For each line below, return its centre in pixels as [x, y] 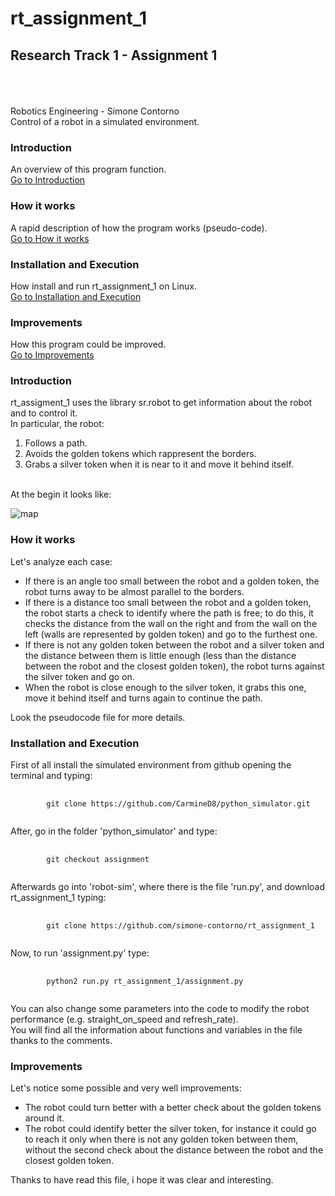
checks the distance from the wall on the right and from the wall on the [171, 623]
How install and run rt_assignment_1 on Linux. [103, 286]
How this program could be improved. [88, 344]
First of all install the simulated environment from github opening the [151, 765]
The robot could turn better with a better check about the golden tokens [173, 1108]
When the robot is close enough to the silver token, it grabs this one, [165, 687]
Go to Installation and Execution [76, 296]
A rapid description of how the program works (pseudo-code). [139, 228]
